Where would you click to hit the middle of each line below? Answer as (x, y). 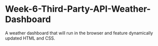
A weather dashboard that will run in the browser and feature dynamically (79, 33)
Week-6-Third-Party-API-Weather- (78, 9)
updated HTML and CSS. (30, 38)
